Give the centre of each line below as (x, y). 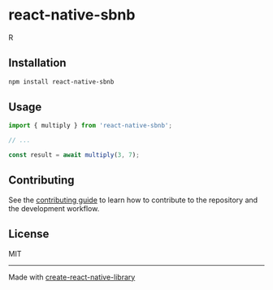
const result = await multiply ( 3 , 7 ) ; (74, 155)
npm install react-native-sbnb (61, 82)
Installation (37, 63)
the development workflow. (54, 208)
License (29, 234)
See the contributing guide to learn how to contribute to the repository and (133, 200)
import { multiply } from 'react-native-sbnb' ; (91, 126)
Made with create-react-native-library (72, 277)
